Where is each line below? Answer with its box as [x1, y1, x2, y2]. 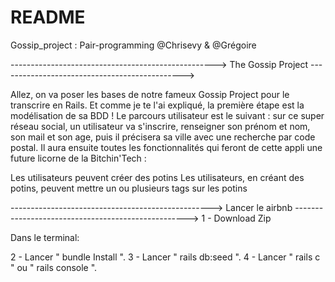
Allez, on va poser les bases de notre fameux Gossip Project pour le [10, 88, 290, 100]
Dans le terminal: [10, 231, 80, 243]
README [10, 6, 86, 29]
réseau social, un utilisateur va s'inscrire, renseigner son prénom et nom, [10, 120, 311, 132]
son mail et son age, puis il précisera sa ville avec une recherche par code [10, 131, 316, 143]
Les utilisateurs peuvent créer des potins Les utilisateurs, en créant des [10, 171, 305, 183]
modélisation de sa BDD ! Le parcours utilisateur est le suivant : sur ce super [10, 109, 325, 121]
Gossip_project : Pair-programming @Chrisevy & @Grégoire [10, 39, 257, 51]
